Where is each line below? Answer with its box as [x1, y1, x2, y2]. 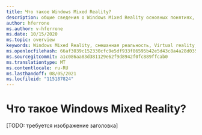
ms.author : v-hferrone [6, 25, 63, 32]
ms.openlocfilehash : [6, 48, 58, 54]
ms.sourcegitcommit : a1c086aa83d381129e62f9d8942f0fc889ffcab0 [6, 54, 168, 60]
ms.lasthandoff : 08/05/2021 [6, 71, 77, 77]
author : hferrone [6, 20, 50, 26]
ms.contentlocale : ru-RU [6, 64, 69, 71]
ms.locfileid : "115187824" [6, 76, 74, 82]
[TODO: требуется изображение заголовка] [6, 122, 118, 130]
